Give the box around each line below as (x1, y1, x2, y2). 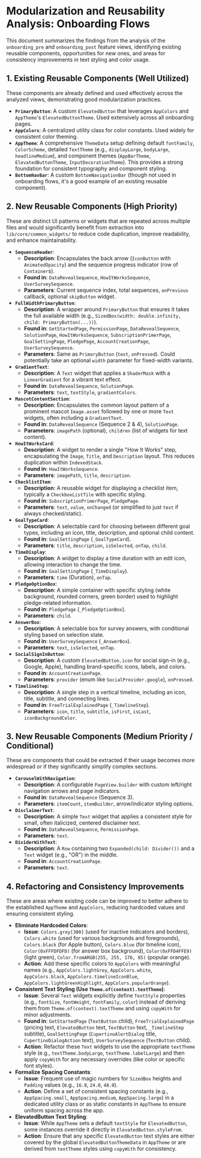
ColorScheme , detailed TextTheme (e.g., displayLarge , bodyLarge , (14, 145, 170, 153)
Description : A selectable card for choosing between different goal (23, 523, 190, 530)
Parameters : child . (23, 611, 72, 619)
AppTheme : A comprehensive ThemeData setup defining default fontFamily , (14, 139, 194, 147)
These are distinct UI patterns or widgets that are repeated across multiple (6, 217, 191, 225)
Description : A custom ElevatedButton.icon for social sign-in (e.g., (23, 656, 190, 664)
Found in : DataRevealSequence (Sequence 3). (23, 794, 134, 801)
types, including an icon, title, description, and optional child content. (23, 529, 195, 536)
